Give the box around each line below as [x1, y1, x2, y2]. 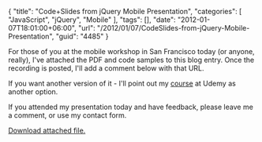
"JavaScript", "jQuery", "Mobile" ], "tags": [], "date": [8, 15, 176, 24]
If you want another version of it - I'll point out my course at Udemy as [8, 78, 237, 88]
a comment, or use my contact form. [8, 111, 127, 120]
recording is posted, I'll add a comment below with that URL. [8, 64, 204, 73]
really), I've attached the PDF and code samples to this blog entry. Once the [8, 55, 255, 64]
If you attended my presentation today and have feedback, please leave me [8, 102, 254, 111]
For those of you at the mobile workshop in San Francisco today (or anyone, [8, 47, 255, 56]
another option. [8, 87, 58, 96]
